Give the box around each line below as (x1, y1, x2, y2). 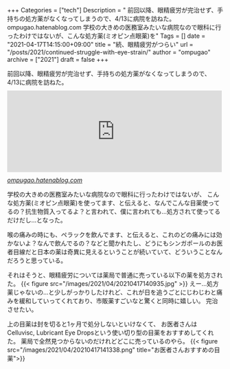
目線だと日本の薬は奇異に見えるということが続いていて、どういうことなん (12, 248, 223, 256)
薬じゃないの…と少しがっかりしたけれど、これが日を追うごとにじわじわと (7, 288, 217, 296)
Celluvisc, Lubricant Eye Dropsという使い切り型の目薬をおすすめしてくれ (7, 328, 214, 337)
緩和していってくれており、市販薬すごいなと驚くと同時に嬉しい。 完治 (19, 297, 218, 304)
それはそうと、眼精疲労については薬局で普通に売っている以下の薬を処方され (7, 271, 223, 279)
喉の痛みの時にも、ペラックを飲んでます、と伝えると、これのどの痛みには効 (7, 231, 222, 238)
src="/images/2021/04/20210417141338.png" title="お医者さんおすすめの (7, 346, 214, 354)
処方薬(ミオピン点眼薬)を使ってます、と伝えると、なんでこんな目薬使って (12, 199, 220, 207)
